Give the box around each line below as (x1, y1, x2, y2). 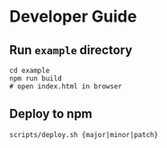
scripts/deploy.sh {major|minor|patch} (9, 130, 159, 139)
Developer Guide (9, 6, 137, 27)
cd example (9, 66, 50, 75)
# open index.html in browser (9, 82, 123, 91)
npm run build (9, 74, 63, 83)
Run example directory (9, 42, 133, 58)
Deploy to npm (9, 106, 92, 122)
